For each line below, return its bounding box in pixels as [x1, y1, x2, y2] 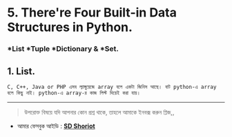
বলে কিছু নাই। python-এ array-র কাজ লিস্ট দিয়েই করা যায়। [7, 89, 141, 96]
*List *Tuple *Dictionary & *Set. [7, 44, 119, 54]
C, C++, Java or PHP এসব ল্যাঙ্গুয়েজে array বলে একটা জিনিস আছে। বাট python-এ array [7, 83, 217, 90]
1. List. [7, 65, 36, 77]
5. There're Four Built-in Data [7, 5, 177, 21]
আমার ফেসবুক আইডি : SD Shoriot [17, 122, 95, 130]
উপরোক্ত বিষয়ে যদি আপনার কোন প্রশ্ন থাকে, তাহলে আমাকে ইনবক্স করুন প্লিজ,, [23, 108, 175, 116]
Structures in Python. [7, 19, 133, 35]
